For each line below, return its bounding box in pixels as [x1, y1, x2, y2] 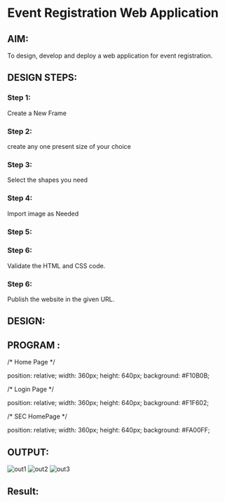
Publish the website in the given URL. [7, 295, 115, 303]
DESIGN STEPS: [7, 72, 78, 84]
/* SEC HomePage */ [7, 412, 68, 421]
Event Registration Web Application [7, 5, 219, 21]
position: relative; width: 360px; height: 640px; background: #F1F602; [7, 399, 209, 407]
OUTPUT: [7, 446, 49, 458]
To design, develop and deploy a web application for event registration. [7, 51, 213, 60]
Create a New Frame [7, 109, 67, 117]
